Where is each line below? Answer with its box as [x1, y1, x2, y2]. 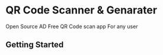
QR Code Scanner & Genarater [5, 4, 158, 17]
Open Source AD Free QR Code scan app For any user [5, 23, 138, 30]
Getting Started [5, 40, 64, 50]
